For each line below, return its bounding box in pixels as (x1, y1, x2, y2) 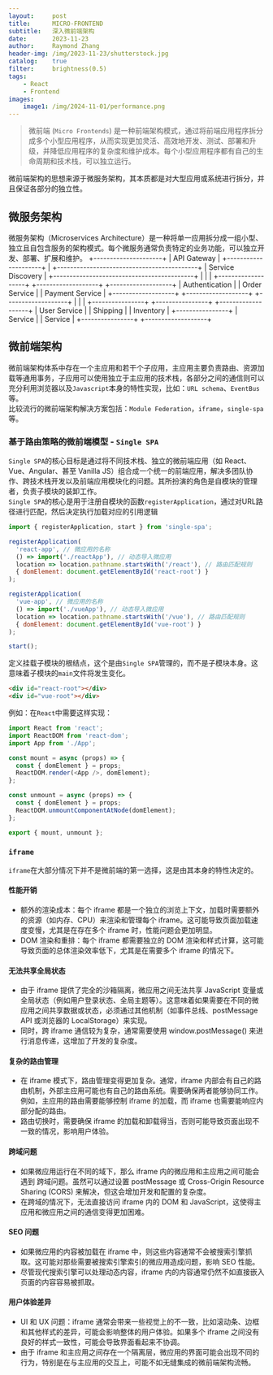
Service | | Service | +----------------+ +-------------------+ (8, 314, 213, 323)
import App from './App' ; (8, 739, 96, 748)
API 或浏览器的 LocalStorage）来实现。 (19, 1016, 152, 1026)
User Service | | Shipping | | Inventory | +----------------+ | (39, 306, 238, 315)
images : (8, 95, 35, 103)
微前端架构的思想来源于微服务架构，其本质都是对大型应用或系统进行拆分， (8, 174, 258, 184)
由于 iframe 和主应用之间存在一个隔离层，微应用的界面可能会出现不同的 (19, 1347, 260, 1357)
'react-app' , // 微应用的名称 (15, 545, 111, 553)
